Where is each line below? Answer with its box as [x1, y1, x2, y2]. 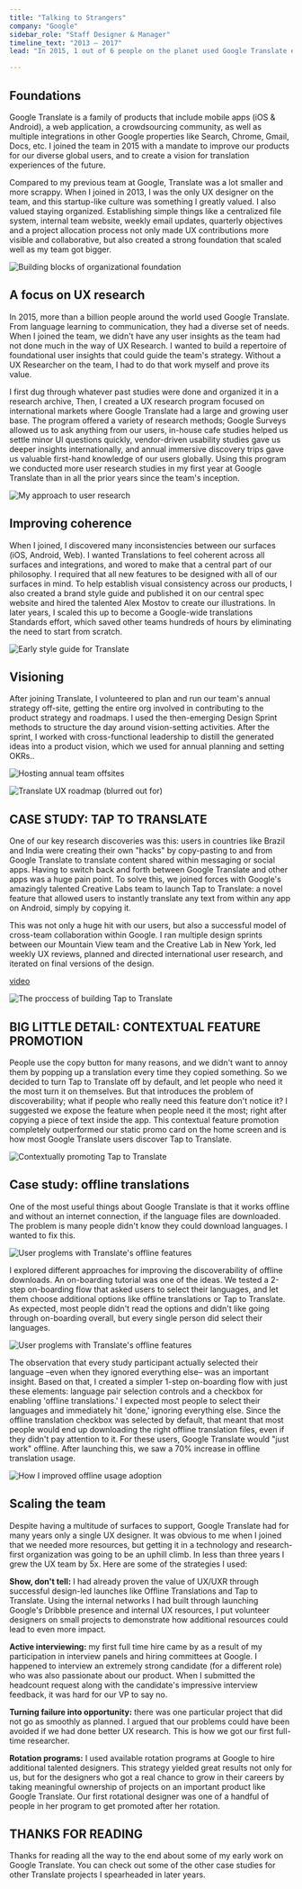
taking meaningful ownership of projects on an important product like [9, 1781, 266, 1792]
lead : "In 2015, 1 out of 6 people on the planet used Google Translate [9, 47, 288, 56]
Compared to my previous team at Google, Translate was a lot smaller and [9, 176, 284, 187]
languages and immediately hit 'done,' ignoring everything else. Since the [9, 1405, 281, 1415]
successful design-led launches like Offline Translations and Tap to [9, 1586, 258, 1596]
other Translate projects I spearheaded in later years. [9, 1869, 206, 1880]
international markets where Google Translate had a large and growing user [9, 405, 289, 416]
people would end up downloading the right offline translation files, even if [9, 1424, 285, 1434]
